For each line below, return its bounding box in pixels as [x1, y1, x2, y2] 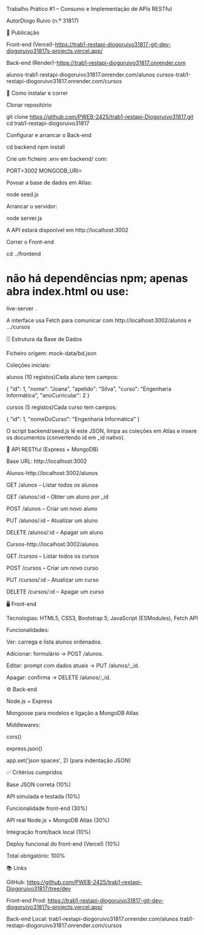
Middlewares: [6, 721, 41, 728]
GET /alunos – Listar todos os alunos [6, 481, 99, 489]
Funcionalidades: [6, 626, 49, 633]
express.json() [6, 745, 43, 752]
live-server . [6, 304, 37, 312]
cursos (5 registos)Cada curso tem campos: [6, 404, 117, 411]
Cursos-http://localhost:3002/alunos [6, 540, 99, 547]
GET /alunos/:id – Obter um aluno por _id [6, 493, 109, 500]
